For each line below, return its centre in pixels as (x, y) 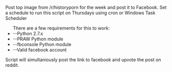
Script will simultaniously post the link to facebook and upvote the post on (83, 60)
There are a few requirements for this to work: (61, 28)
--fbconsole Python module (42, 44)
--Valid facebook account (40, 50)
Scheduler (16, 18)
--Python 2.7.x (28, 33)
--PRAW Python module (38, 39)
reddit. (12, 65)
